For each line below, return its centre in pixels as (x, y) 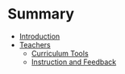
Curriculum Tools (60, 53)
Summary (41, 14)
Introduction (40, 36)
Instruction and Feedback (74, 62)
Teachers (35, 44)
